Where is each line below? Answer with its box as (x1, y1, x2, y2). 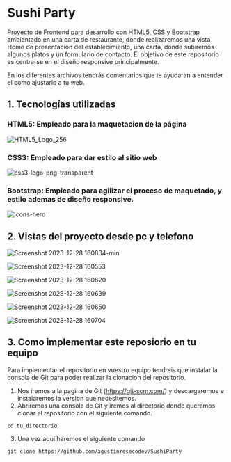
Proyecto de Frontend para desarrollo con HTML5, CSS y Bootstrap (7, 28, 200, 36)
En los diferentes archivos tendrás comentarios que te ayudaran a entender (7, 71, 224, 79)
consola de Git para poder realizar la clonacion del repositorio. (7, 373, 186, 381)
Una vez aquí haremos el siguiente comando (17, 434, 145, 443)
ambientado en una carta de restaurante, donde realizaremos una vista (7, 35, 211, 43)
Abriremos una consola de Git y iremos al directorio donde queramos (17, 401, 216, 410)
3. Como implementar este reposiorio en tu (7, 336, 197, 349)
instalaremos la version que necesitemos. (17, 394, 137, 402)
